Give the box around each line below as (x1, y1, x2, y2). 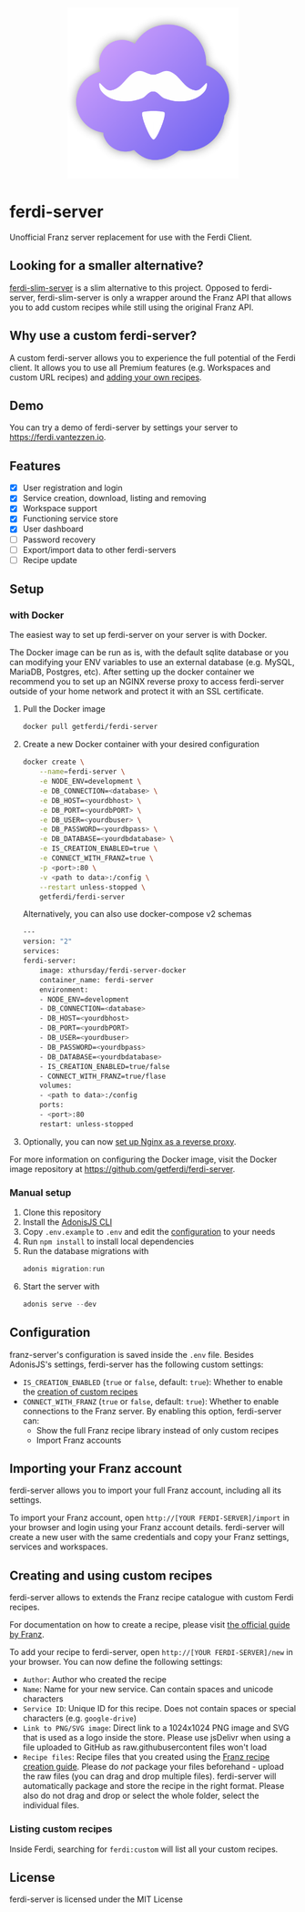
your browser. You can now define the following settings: (9, 1657, 223, 1668)
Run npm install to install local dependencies (22, 1236, 194, 1247)
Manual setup (9, 1186, 72, 1198)
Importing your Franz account (9, 1461, 182, 1476)
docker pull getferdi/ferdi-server (22, 723, 158, 732)
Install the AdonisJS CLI (22, 1217, 112, 1228)
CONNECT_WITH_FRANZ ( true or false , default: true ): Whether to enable (22, 1395, 280, 1406)
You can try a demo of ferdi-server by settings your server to (9, 422, 239, 433)
